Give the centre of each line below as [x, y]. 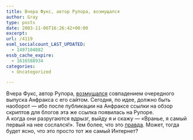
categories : [21, 66]
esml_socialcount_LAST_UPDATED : [46, 45]
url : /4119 [19, 39]
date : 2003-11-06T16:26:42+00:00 [47, 28]
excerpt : [17, 34]
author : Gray [22, 17]
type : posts [21, 22]
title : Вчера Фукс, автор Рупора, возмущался [63, 11]
